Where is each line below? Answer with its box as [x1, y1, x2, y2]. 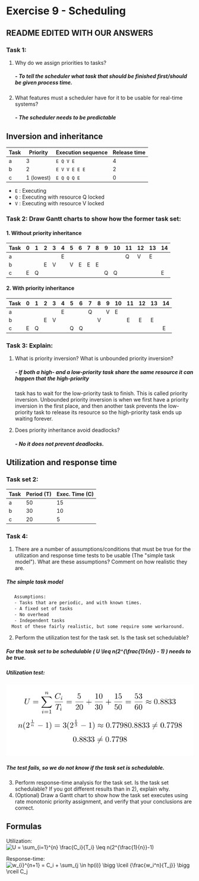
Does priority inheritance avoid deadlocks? [14, 427, 120, 434]
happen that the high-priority [14, 375, 89, 382]
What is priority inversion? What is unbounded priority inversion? [14, 355, 174, 362]
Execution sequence [56, 149, 108, 156]
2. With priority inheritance [6, 284, 75, 292]
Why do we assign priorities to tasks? [14, 59, 107, 66]
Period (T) [26, 490, 52, 497]
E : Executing [14, 187, 46, 194]
